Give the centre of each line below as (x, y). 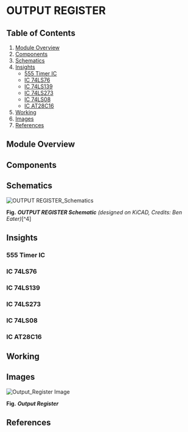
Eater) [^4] (19, 218)
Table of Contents (41, 33)
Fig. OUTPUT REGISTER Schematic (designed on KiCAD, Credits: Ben (94, 212)
